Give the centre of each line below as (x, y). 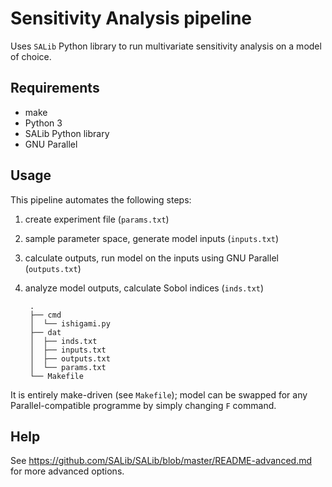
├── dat (45, 332)
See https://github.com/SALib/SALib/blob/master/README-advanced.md (161, 461)
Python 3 (43, 123)
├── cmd (45, 315)
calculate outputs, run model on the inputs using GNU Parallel (151, 258)
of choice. (31, 56)
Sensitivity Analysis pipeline (131, 18)
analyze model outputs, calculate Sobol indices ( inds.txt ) (144, 288)
